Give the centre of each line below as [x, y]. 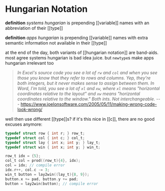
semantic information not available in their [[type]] [56, 43]
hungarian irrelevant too [30, 63]
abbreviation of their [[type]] [34, 28]
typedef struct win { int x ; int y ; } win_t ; [53, 147]
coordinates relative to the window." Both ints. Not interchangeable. [86, 99]
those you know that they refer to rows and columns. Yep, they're [84, 78]
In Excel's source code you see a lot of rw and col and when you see [87, 72]
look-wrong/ [30, 109]
